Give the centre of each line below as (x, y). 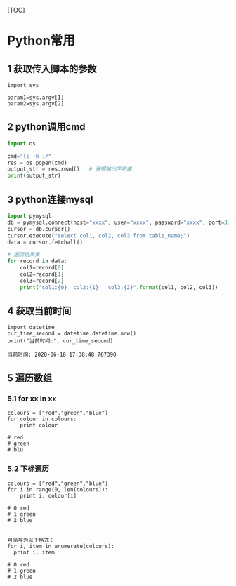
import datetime (31, 328)
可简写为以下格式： (31, 540)
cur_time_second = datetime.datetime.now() (72, 334)
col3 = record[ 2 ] (42, 281)
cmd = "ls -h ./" (29, 156)
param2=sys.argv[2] (36, 104)
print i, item (34, 553)
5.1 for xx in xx (32, 398)
